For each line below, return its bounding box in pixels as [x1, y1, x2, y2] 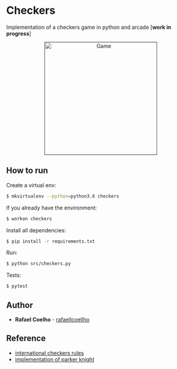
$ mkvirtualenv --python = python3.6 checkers [6, 193, 119, 199]
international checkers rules [14, 349, 84, 356]
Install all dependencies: [6, 226, 66, 234]
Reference [6, 333, 46, 344]
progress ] [6, 29, 32, 37]
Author [6, 300, 33, 310]
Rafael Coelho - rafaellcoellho [14, 315, 90, 323]
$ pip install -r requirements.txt [6, 238, 95, 244]
